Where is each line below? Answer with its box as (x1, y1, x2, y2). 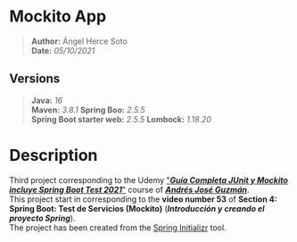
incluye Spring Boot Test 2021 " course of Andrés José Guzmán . (9, 184, 250, 195)
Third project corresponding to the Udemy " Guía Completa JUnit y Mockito (9, 174, 288, 185)
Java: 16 (30, 95, 63, 105)
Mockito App (9, 6, 107, 27)
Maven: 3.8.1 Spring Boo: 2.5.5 (30, 104, 145, 115)
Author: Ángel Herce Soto (30, 36, 128, 46)
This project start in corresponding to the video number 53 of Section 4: (9, 194, 278, 204)
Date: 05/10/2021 (30, 45, 95, 55)
